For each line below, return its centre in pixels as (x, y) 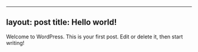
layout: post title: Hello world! (62, 22)
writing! (15, 43)
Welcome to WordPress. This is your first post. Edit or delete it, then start (95, 37)
